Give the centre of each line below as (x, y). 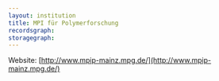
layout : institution (42, 15)
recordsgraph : (32, 30)
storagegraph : (32, 38)
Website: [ (25, 60)
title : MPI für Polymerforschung (63, 23)
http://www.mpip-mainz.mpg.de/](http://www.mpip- (126, 60)
